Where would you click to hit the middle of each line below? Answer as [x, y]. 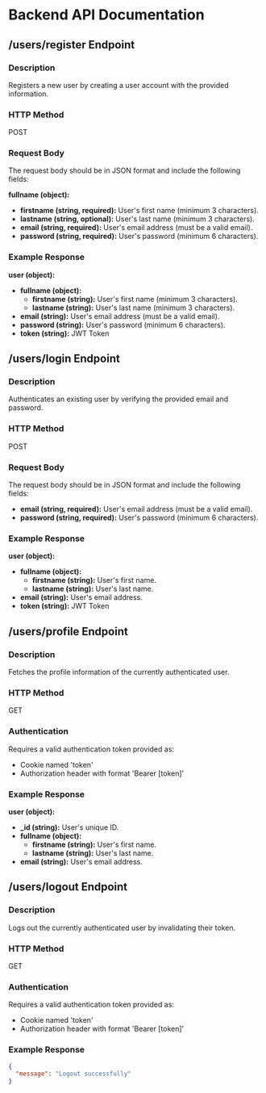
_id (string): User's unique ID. [69, 827]
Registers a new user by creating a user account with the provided [119, 85]
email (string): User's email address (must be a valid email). [120, 316]
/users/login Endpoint [64, 359]
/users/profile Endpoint [69, 631]
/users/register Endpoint [72, 45]
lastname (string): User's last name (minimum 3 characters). [133, 308]
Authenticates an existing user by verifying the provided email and [118, 399]
